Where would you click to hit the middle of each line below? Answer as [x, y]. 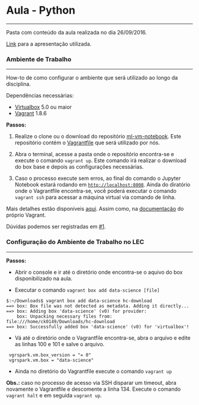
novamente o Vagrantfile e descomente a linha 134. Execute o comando [94, 389]
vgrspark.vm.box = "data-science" [51, 360]
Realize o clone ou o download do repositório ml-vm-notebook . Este [98, 137]
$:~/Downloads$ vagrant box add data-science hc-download [79, 300]
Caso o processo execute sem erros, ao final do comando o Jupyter [98, 178]
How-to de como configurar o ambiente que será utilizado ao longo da [92, 78]
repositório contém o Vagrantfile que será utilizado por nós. [87, 143]
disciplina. [19, 84]
